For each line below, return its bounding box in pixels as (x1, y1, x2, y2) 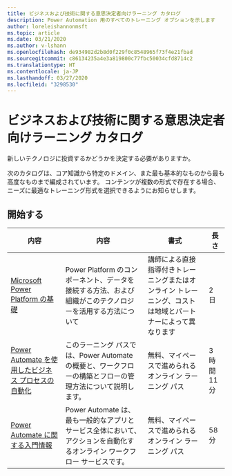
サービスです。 (80, 457, 129, 466)
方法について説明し (72, 382, 135, 391)
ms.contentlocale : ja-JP (7, 68, 79, 75)
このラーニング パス (65, 340, 130, 349)
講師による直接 (147, 255, 196, 264)
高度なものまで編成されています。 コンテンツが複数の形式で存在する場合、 (7, 178, 220, 186)
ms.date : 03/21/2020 (7, 36, 67, 43)
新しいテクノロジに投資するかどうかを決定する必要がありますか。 (7, 154, 195, 163)
